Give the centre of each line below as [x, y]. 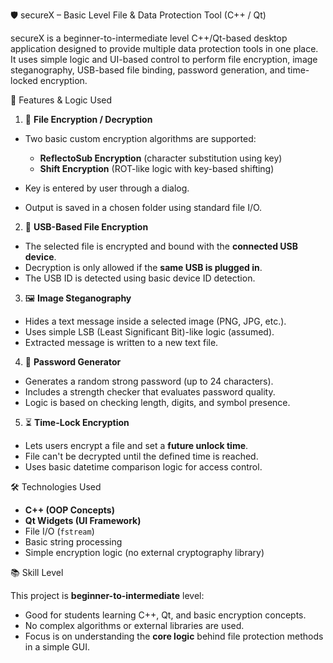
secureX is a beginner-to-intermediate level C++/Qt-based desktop [149, 38]
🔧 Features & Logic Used [61, 100]
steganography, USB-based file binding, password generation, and [148, 70]
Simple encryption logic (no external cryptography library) [144, 552]
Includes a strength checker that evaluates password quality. [150, 392]
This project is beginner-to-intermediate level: [107, 595]
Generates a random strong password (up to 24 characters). [149, 381]
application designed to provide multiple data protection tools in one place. [164, 48]
